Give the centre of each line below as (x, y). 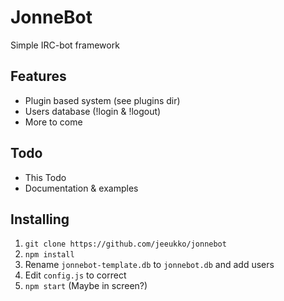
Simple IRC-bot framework (65, 45)
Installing (40, 219)
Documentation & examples (81, 188)
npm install (49, 255)
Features (38, 76)
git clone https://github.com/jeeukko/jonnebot (125, 244)
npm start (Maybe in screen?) (86, 286)
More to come (53, 122)
